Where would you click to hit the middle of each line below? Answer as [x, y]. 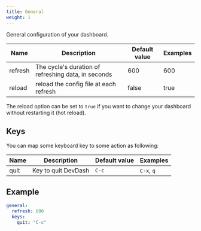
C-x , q [147, 171]
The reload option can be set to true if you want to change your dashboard [99, 106]
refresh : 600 [28, 211]
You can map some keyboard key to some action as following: [83, 146]
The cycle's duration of [68, 66]
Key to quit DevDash [61, 171]
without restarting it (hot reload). [46, 113]
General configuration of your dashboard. [57, 34]
